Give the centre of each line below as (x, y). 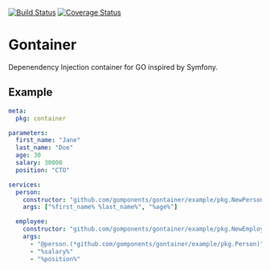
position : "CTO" (43, 170)
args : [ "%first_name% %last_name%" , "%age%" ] (100, 207)
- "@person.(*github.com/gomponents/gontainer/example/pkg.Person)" (147, 244)
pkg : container (41, 118)
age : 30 (29, 155)
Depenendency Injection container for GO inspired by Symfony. (113, 67)
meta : (17, 111)
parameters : (28, 133)
